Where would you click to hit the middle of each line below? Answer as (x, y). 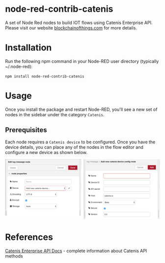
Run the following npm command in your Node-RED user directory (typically (82, 61)
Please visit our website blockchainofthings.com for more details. (71, 27)
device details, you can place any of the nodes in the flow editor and (74, 147)
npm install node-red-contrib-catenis (45, 76)
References (29, 237)
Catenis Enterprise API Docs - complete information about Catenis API (76, 251)
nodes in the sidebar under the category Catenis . (55, 114)
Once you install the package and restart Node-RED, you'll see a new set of (81, 109)
